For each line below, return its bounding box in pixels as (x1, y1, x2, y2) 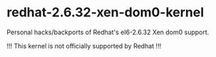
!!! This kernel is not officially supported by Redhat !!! (6, 41, 162, 50)
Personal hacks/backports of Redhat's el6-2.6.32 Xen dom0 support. (6, 28, 210, 36)
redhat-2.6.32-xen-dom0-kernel (6, 4, 205, 21)
